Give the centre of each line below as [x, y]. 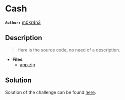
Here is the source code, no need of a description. [69, 50]
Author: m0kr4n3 [23, 22]
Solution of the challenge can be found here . [51, 92]
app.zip [28, 64]
